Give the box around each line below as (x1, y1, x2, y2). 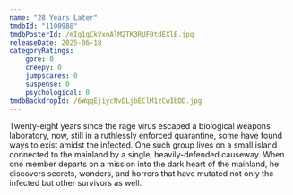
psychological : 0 (25, 88, 90, 97)
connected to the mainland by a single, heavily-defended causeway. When (9, 149, 285, 160)
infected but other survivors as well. (9, 178, 142, 189)
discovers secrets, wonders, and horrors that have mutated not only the (9, 168, 274, 179)
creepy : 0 (25, 64, 63, 72)
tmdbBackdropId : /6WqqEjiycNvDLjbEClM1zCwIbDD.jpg (9, 96, 203, 106)
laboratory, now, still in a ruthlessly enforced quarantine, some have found (9, 131, 283, 141)
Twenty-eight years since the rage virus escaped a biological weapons (9, 121, 271, 131)
